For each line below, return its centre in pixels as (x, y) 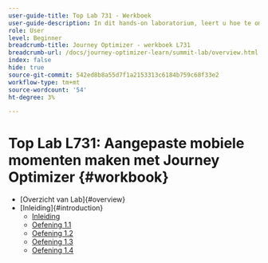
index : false (30, 61)
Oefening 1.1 (51, 225)
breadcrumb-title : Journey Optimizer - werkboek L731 (100, 45)
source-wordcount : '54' (48, 90)
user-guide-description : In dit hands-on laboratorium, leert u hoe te (130, 23)
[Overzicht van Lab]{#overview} (73, 199)
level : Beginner (35, 38)
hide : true (26, 68)
